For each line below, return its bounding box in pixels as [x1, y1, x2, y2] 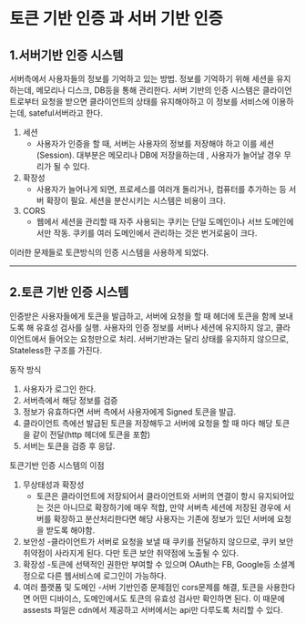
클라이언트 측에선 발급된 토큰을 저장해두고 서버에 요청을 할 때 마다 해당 [22, 417, 273, 428]
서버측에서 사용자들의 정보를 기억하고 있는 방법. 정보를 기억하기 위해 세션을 [9, 74, 275, 84]
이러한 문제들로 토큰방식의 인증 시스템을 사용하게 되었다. [9, 247, 209, 258]
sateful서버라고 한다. [28, 107, 103, 118]
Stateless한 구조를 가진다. [9, 344, 103, 355]
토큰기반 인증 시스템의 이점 [9, 459, 105, 470]
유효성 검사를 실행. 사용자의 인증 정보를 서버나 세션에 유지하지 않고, [36, 322, 274, 332]
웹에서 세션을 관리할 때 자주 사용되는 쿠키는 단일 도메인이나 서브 [36, 216, 262, 227]
